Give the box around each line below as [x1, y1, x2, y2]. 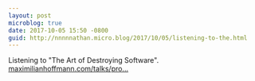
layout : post [8, 11, 52, 20]
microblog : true [8, 19, 62, 27]
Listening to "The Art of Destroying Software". [8, 56, 159, 65]
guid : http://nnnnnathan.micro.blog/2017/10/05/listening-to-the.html [8, 33, 248, 42]
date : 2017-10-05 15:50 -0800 [8, 26, 109, 34]
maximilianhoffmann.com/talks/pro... [8, 64, 129, 74]
